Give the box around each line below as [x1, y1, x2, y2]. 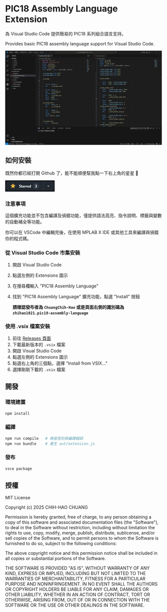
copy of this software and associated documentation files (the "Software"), [5, 519, 159, 525]
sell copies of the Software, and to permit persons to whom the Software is [5, 535, 159, 541]
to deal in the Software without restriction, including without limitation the [5, 525, 155, 531]
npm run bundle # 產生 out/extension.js [5, 441, 95, 446]
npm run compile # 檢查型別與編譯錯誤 [5, 436, 83, 441]
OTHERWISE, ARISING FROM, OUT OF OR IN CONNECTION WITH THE [5, 597, 150, 603]
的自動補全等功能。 [5, 219, 45, 225]
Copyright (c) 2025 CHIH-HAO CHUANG [5, 504, 88, 510]
